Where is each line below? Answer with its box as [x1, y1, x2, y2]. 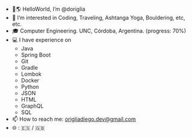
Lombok [21, 70, 42, 78]
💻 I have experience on [11, 36, 71, 43]
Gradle [21, 64, 38, 71]
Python [21, 84, 39, 90]
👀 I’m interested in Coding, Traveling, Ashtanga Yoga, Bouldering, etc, [11, 14, 185, 21]
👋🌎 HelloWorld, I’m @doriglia [11, 5, 86, 13]
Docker [21, 77, 39, 84]
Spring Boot [21, 51, 51, 58]
